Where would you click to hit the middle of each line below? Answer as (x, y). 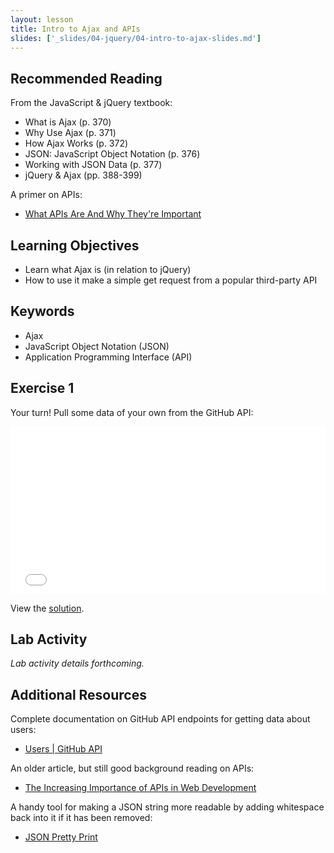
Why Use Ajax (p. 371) (70, 133)
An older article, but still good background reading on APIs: (132, 768)
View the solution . (47, 608)
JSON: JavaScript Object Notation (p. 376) (112, 154)
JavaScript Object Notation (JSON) (97, 346)
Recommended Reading (86, 78)
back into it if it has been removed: (81, 818)
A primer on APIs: (46, 195)
